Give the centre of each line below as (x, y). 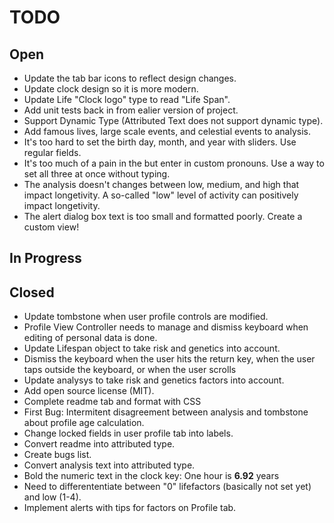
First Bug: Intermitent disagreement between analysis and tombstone (166, 412)
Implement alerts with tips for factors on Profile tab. (130, 508)
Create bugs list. (57, 455)
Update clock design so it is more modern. (111, 89)
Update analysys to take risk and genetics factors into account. (154, 380)
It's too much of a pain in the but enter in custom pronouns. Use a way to (174, 163)
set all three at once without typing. (97, 174)
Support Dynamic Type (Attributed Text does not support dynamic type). (173, 120)
